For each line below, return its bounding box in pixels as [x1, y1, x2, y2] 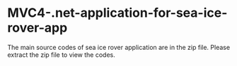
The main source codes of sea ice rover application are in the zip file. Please [7, 43, 231, 51]
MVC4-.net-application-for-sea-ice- [7, 5, 228, 21]
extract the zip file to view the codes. [7, 51, 115, 59]
